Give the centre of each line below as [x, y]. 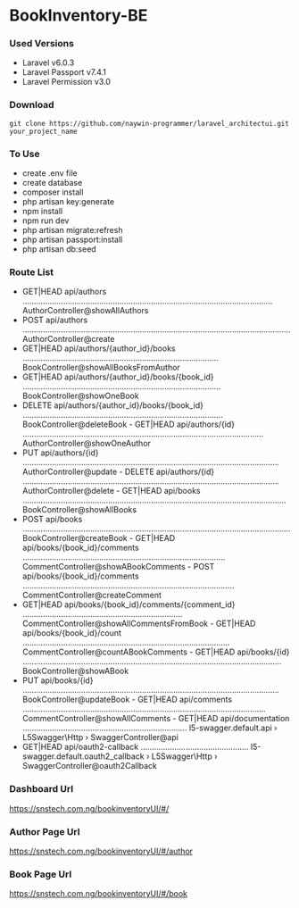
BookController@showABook [75, 671]
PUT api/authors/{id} [60, 453]
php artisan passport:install [72, 240]
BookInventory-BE [79, 16]
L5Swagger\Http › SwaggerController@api [100, 737]
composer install [53, 192]
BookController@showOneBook [81, 396]
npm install [42, 212]
